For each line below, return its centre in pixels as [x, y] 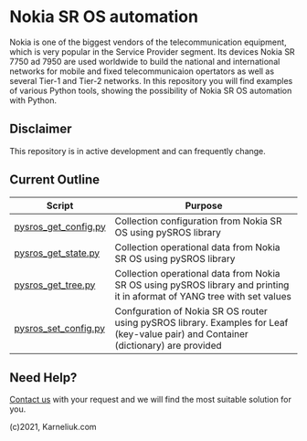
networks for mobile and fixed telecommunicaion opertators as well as [142, 71]
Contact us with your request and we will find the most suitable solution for [151, 400]
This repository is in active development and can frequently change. [138, 151]
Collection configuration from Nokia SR [198, 221]
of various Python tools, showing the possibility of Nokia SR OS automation [151, 90]
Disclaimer [41, 129]
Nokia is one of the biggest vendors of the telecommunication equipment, [148, 42]
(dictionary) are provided [168, 345]
